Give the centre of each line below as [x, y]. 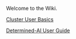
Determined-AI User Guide [38, 30]
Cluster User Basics [30, 19]
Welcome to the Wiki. [32, 8]
